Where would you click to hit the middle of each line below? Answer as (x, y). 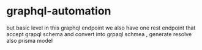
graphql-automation (59, 11)
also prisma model (30, 40)
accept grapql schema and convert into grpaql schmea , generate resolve (99, 34)
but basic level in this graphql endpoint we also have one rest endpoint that (101, 28)
